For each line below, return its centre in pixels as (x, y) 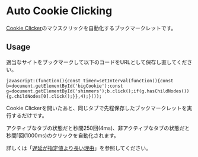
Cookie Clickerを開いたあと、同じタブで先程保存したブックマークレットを (97, 108)
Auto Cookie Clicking (59, 11)
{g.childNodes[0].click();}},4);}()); (54, 96)
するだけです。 (29, 115)
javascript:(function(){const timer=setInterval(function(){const (90, 81)
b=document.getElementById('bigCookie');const (65, 86)
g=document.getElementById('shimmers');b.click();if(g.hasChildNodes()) (98, 91)
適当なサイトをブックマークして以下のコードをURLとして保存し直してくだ (97, 62)
